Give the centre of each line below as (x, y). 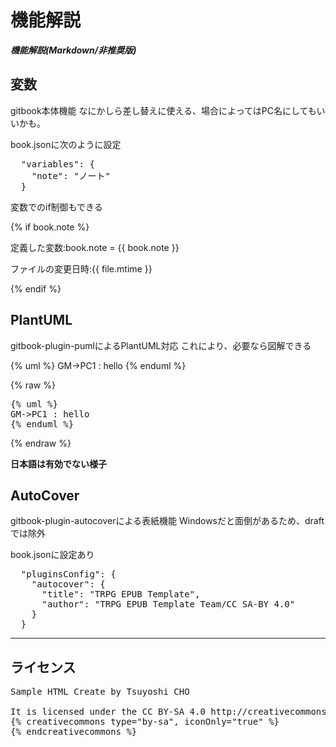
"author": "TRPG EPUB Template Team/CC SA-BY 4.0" (168, 604)
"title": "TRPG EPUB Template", (121, 594)
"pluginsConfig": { (68, 574)
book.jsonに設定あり (52, 555)
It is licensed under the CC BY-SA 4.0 (108, 712)
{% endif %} (36, 288)
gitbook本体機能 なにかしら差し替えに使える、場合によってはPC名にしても (163, 110)
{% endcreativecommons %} (74, 732)
